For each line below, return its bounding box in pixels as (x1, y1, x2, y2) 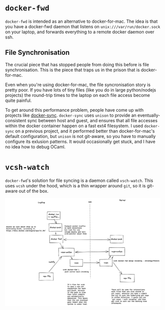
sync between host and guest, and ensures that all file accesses (27, 117, 158, 123)
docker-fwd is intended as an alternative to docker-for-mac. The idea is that (5, 18, 158, 24)
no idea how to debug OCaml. (5, 143, 66, 150)
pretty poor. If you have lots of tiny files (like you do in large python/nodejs (5, 87, 156, 93)
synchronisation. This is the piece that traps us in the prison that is (5, 67, 140, 73)
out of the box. (19, 188, 49, 194)
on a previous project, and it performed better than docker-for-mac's (15, 128, 155, 134)
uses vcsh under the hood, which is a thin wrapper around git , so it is (5, 182, 146, 188)
